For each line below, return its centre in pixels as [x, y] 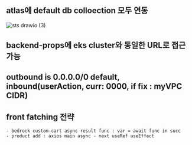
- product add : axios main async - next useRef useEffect [80, 136]
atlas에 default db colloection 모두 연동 [77, 11]
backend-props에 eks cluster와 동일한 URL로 [88, 45]
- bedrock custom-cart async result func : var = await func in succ [94, 131]
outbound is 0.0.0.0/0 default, [63, 77]
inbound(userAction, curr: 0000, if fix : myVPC [94, 86]
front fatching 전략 [40, 117]
